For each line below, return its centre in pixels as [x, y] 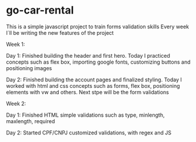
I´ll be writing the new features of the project [60, 32]
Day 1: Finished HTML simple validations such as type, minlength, [85, 115]
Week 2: [16, 103]
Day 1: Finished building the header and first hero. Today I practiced [88, 55]
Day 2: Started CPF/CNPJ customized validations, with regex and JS [89, 133]
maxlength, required [31, 121]
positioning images [29, 68]
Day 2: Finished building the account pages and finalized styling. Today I [94, 80]
